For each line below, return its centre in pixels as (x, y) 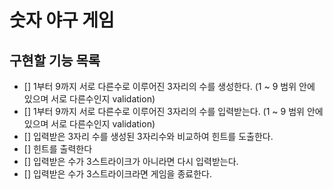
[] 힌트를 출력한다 (58, 149)
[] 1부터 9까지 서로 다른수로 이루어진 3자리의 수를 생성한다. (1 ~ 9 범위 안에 (169, 86)
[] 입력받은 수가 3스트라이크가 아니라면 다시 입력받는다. (131, 161)
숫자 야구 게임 (62, 20)
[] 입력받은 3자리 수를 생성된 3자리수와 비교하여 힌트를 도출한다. (148, 136)
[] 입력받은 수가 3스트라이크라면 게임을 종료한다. (117, 174)
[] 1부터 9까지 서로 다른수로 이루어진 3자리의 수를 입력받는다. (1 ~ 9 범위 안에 (173, 111)
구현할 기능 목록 (55, 60)
